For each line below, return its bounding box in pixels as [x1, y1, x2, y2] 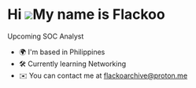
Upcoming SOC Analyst [7, 31, 84, 41]
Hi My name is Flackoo [7, 5, 166, 24]
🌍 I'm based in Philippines [18, 47, 105, 57]
